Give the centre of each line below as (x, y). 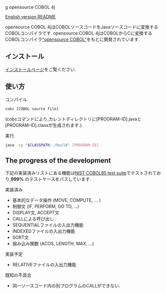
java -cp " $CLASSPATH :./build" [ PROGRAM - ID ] (52, 145)
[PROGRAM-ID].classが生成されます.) (43, 125)
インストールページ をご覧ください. (41, 69)
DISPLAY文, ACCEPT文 (36, 213)
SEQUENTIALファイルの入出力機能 (48, 225)
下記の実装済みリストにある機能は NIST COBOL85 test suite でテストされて (81, 173)
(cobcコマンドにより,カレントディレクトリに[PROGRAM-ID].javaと (73, 119)
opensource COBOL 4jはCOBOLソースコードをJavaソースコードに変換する (82, 27)
